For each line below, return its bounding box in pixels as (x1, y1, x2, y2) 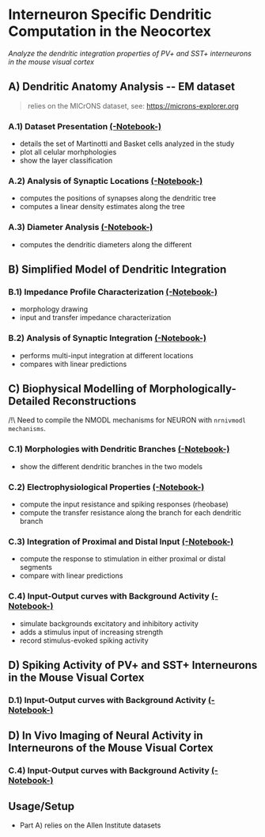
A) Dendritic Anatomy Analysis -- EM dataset (8, 80, 236, 94)
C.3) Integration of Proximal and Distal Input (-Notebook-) (8, 536, 234, 547)
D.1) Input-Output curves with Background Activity (8, 694, 207, 705)
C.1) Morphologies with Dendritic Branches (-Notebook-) (8, 444, 230, 455)
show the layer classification (19, 156, 113, 166)
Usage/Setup (8, 799, 75, 813)
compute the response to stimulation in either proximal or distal (19, 554, 226, 564)
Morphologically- (149, 382, 237, 396)
